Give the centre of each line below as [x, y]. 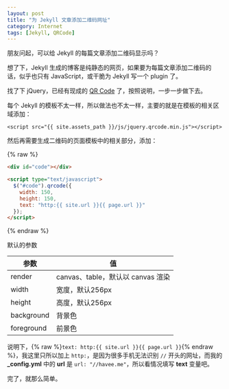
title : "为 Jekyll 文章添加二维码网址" [59, 20]
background [30, 315]
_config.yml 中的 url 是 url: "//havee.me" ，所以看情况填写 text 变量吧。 [110, 364]
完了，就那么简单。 [34, 379]
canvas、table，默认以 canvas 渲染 [113, 277]
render [21, 277]
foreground [29, 329]
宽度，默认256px [84, 290]
